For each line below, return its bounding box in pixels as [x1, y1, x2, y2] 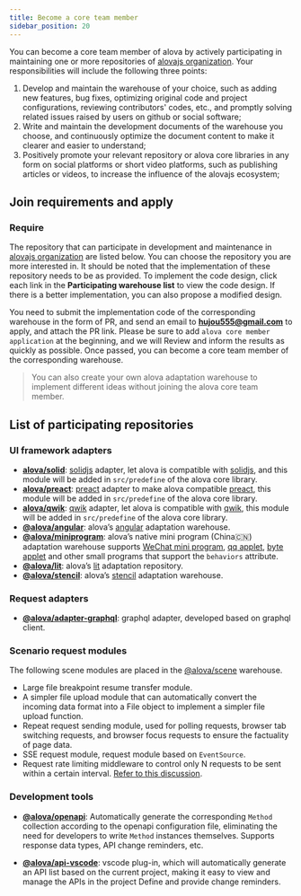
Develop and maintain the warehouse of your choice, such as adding [22, 83, 277, 93]
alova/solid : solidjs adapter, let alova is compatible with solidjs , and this [22, 464, 288, 475]
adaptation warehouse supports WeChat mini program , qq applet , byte [22, 540, 284, 552]
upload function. [22, 711, 84, 722]
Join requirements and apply [9, 194, 173, 209]
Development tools [9, 791, 94, 804]
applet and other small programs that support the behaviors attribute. [22, 550, 279, 561]
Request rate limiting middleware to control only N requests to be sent [22, 759, 281, 769]
